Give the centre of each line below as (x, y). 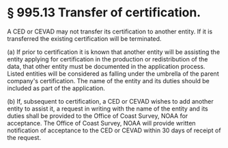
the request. (24, 137)
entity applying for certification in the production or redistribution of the (108, 59)
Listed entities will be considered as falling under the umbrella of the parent (113, 74)
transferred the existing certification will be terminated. (84, 38)
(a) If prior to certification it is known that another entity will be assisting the (114, 52)
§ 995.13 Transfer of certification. (104, 13)
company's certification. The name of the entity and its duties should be (109, 80)
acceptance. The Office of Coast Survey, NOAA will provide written (101, 123)
